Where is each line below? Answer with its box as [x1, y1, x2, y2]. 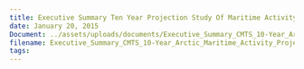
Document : [9, 30, 47, 39]
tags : [9, 47, 30, 56]
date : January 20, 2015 [9, 22, 100, 30]
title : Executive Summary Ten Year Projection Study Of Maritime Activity [9, 13, 298, 22]
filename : [9, 38, 47, 47]
